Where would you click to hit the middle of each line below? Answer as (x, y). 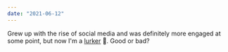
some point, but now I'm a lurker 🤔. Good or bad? (78, 41)
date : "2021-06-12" (36, 14)
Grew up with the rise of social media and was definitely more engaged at (114, 33)
